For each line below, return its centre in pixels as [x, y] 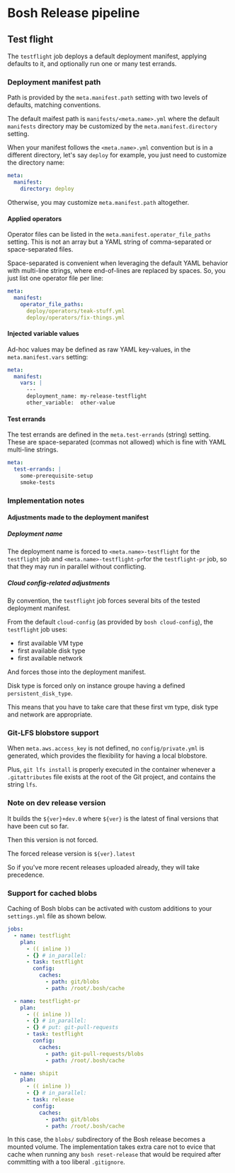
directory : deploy [47, 189]
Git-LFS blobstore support [53, 733]
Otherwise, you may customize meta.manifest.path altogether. [98, 202]
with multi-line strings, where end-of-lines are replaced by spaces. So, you [116, 271]
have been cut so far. [38, 826]
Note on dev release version [57, 803]
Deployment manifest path [54, 82]
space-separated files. [40, 249]
